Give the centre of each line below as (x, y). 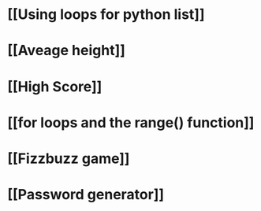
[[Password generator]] (86, 195)
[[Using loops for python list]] (106, 15)
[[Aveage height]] (66, 51)
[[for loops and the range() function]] (131, 122)
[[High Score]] (55, 86)
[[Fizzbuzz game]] (69, 158)
